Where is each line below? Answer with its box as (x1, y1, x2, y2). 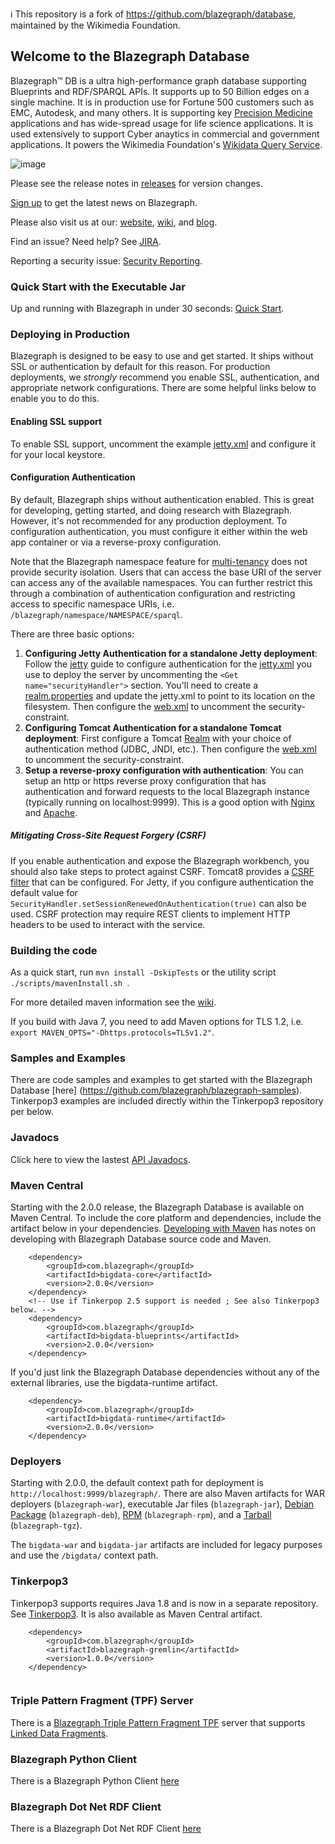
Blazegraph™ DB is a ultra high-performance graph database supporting (10, 74, 307, 87)
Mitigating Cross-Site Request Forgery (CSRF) (10, 829, 207, 842)
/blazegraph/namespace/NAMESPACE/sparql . (10, 608, 184, 620)
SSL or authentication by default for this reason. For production (10, 361, 271, 373)
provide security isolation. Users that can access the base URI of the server (10, 566, 322, 578)
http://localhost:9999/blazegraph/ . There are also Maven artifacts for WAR (10, 1488, 326, 1500)
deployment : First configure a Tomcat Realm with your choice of (24, 732, 292, 744)
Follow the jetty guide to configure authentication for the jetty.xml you (24, 658, 313, 670)
